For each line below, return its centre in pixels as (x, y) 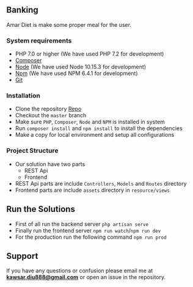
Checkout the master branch (51, 115)
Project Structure (32, 151)
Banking (22, 10)
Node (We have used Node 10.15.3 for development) (81, 67)
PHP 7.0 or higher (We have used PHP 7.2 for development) (89, 54)
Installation (24, 96)
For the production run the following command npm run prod (91, 237)
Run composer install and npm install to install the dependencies (99, 128)
